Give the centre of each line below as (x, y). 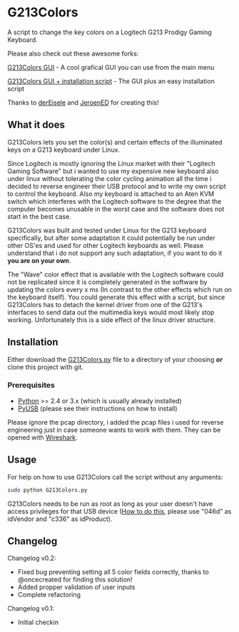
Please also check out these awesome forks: (73, 53)
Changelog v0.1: (31, 608)
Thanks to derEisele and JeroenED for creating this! (83, 102)
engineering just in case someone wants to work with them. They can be (114, 430)
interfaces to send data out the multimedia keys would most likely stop (111, 312)
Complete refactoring (49, 595)
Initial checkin (38, 622)
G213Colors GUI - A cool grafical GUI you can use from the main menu (111, 67)
